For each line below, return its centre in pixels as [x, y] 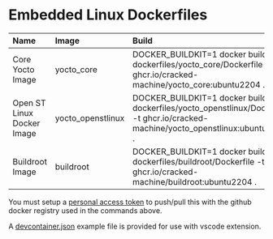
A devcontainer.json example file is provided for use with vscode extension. [135, 226]
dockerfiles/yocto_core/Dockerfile [198, 64]
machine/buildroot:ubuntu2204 [193, 181]
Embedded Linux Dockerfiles [108, 15]
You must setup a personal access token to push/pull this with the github [130, 202]
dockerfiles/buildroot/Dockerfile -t [199, 161]
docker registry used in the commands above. [85, 210]
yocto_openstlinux [90, 117]
